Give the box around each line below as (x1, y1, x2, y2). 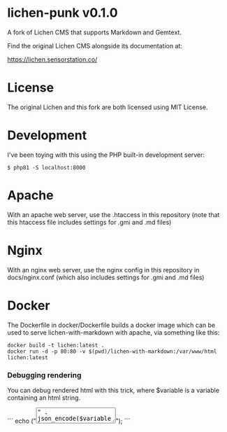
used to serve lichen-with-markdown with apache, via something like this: (7, 328, 220, 337)
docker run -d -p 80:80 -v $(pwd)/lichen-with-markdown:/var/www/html (7, 348, 217, 355)
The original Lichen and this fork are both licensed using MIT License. (7, 103, 208, 111)
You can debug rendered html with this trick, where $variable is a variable (7, 386, 220, 394)
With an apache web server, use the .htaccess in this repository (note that (7, 210, 220, 218)
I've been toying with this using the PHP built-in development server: (7, 151, 205, 159)
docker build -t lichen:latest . (7, 342, 105, 349)
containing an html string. (7, 393, 81, 402)
